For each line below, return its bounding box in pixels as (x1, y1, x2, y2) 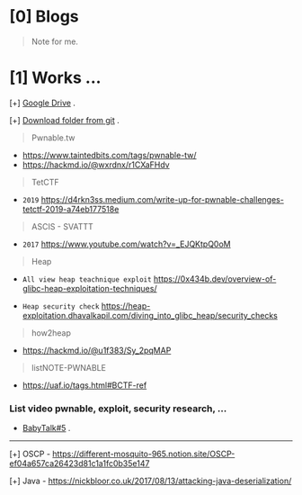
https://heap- (101, 300, 151, 311)
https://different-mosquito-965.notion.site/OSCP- (52, 448, 235, 460)
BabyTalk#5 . (22, 423, 71, 434)
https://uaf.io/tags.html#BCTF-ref (22, 380, 147, 391)
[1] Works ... (9, 67, 102, 88)
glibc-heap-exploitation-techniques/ (22, 283, 157, 293)
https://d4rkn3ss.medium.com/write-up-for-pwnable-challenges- (40, 193, 285, 204)
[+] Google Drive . (9, 97, 76, 108)
